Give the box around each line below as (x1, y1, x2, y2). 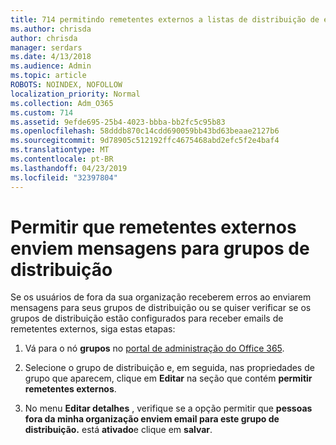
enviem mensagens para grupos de (10, 237, 310, 260)
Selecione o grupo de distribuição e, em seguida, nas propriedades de (24, 362, 315, 374)
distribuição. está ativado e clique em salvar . (24, 424, 213, 436)
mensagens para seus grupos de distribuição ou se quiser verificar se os (10, 302, 312, 314)
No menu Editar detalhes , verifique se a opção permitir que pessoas (24, 402, 313, 415)
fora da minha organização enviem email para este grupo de (24, 413, 280, 425)
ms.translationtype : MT (10, 145, 110, 155)
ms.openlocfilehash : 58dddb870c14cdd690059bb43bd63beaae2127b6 (10, 126, 280, 136)
